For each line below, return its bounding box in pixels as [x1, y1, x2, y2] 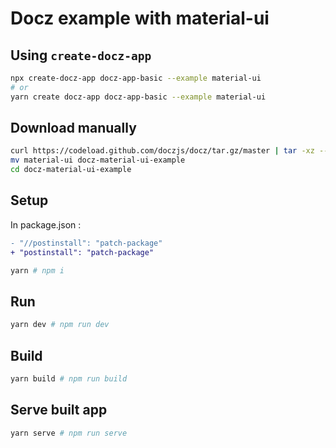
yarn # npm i [10, 265, 65, 276]
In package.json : [10, 218, 82, 231]
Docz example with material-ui [10, 7, 270, 30]
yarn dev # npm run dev [10, 320, 110, 330]
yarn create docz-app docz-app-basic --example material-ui [10, 92, 267, 102]
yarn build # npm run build [10, 374, 128, 384]
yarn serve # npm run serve [10, 428, 128, 438]
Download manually [10, 120, 137, 137]
